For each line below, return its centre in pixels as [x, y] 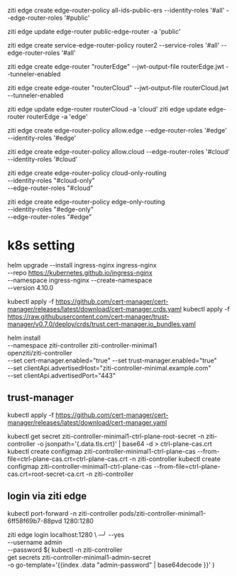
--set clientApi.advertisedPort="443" [61, 375]
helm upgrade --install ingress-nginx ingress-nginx [82, 265]
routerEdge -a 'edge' [57, 117]
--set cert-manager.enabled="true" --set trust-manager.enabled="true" [112, 360]
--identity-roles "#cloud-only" [51, 181]
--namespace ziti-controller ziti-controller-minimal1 [82, 345]
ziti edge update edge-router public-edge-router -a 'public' [94, 32]
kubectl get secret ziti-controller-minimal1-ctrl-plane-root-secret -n [106, 436]
